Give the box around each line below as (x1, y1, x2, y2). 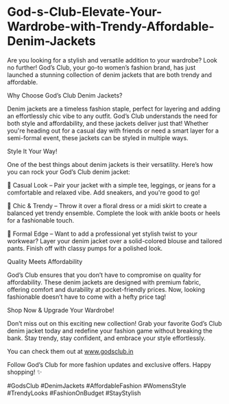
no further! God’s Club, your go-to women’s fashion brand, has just (7, 63, 196, 71)
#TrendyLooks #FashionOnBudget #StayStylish (7, 389, 141, 397)
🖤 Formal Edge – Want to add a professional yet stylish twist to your (7, 229, 197, 238)
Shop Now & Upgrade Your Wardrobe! (7, 306, 114, 314)
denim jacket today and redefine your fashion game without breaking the (7, 326, 213, 335)
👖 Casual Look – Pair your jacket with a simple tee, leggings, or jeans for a (7, 181, 216, 189)
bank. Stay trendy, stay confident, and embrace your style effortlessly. (7, 334, 206, 342)
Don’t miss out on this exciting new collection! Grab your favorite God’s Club (7, 319, 222, 327)
